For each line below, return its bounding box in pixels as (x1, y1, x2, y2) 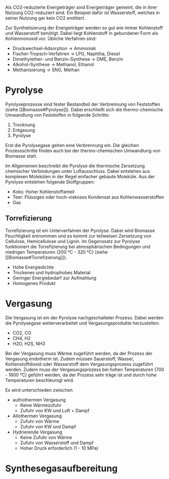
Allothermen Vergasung (12, 413, 62, 419)
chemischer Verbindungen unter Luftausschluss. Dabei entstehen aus (5, 168, 150, 174)
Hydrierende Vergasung (12, 429, 63, 435)
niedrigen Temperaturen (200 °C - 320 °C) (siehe (5, 249, 108, 255)
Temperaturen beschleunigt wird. (5, 377, 74, 383)
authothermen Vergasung (12, 397, 66, 403)
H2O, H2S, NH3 (12, 341, 45, 347)
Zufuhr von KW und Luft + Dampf (20, 407, 90, 413)
